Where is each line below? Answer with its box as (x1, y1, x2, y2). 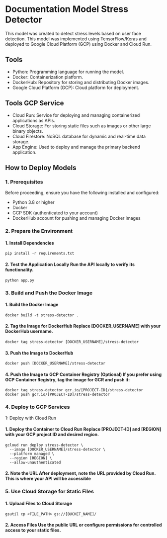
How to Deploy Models (5, 163, 77, 172)
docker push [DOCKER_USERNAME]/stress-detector (5, 361, 106, 366)
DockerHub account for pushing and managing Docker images (12, 215, 141, 221)
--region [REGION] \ (9, 455, 52, 460)
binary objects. (12, 128, 43, 134)
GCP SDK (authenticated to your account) (12, 210, 98, 216)
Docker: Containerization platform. (12, 74, 83, 80)
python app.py (5, 277, 35, 283)
